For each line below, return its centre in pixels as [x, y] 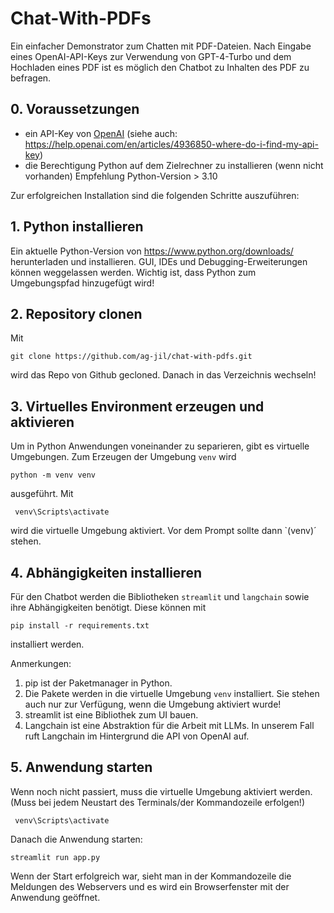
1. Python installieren [77, 227]
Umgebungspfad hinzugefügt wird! [82, 283]
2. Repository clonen [76, 313]
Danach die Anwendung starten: [76, 839]
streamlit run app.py [55, 857]
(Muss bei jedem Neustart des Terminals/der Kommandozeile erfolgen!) [158, 802]
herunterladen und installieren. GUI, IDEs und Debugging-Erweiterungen [159, 261]
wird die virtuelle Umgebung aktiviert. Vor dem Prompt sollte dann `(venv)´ [163, 531]
